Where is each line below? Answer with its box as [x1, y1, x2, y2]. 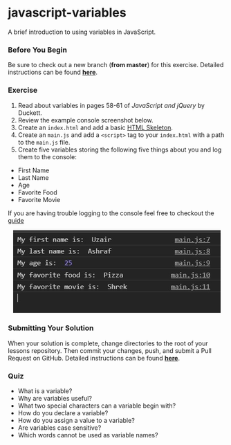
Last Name [17, 173, 49, 181]
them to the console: [17, 152, 77, 161]
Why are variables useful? [17, 394, 93, 403]
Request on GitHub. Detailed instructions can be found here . [8, 354, 181, 362]
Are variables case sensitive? [17, 424, 102, 432]
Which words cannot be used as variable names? [17, 431, 158, 439]
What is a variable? [17, 387, 73, 395]
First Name [17, 166, 50, 174]
